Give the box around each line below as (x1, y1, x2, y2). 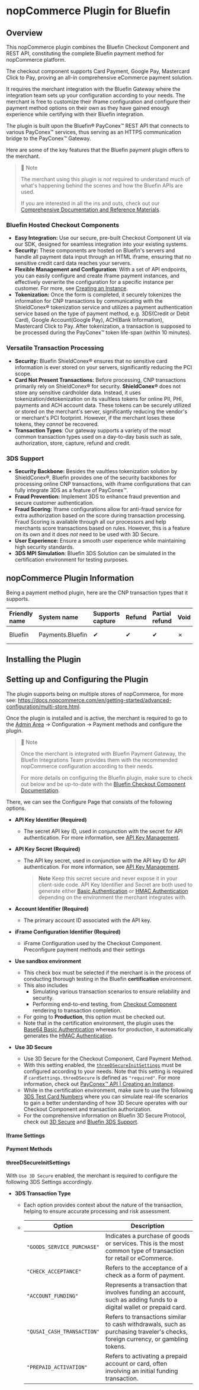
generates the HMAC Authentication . (23, 1032, 114, 1039)
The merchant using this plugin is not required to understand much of (20, 176, 191, 182)
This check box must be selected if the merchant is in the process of (23, 969, 191, 976)
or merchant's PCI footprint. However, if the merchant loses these (14, 414, 175, 421)
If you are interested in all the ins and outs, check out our (20, 200, 160, 207)
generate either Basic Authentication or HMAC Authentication (38, 887, 188, 894)
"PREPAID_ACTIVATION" (26, 1364, 88, 1371)
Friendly (9, 609, 33, 618)
